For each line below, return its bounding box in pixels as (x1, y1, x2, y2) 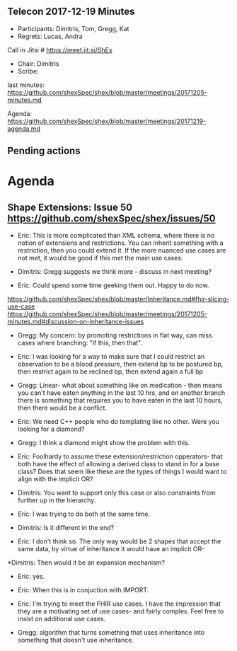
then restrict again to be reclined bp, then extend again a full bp (17, 367, 204, 376)
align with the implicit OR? (17, 475, 93, 483)
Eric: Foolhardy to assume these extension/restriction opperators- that (17, 452, 223, 461)
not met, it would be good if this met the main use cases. (17, 254, 183, 263)
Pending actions (7, 145, 81, 157)
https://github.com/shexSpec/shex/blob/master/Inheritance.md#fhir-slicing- (7, 295, 230, 304)
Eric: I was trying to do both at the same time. (17, 509, 151, 519)
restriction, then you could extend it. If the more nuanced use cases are (17, 246, 226, 255)
